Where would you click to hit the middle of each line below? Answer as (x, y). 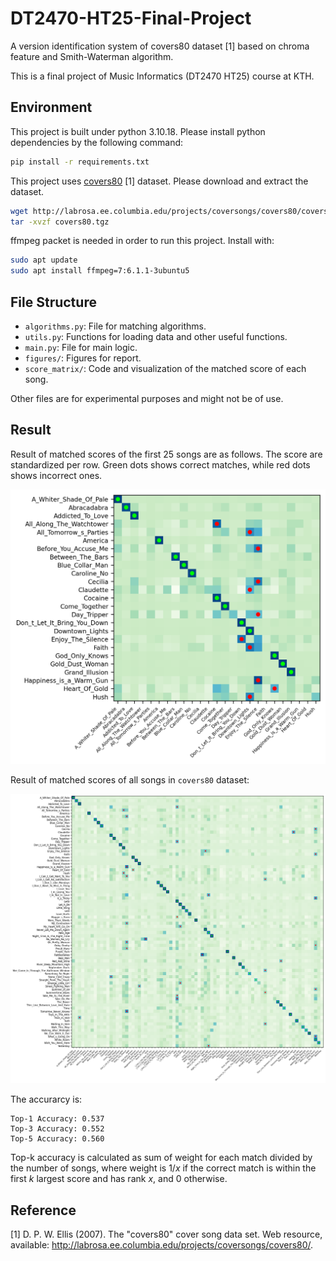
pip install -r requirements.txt (80, 162)
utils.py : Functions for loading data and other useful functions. (156, 336)
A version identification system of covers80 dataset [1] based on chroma (160, 46)
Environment (51, 107)
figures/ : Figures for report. (83, 358)
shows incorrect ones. (56, 475)
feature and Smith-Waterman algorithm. (92, 56)
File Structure (53, 302)
